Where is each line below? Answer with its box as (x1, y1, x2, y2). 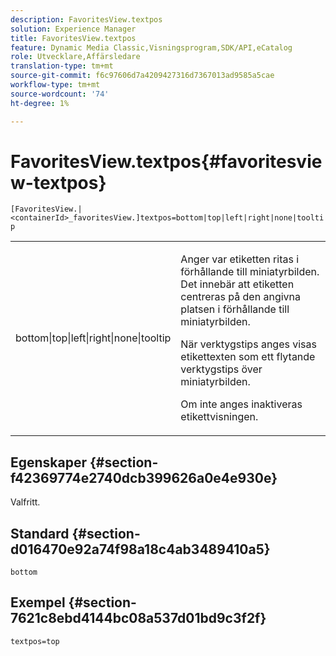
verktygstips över (180, 362, 263, 376)
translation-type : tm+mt (10, 61, 114, 71)
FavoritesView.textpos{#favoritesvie (10, 150, 323, 173)
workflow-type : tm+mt (10, 80, 101, 90)
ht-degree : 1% (10, 98, 70, 108)
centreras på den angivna (180, 290, 301, 304)
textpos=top (10, 636, 60, 646)
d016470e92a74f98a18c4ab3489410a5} (10, 541, 271, 558)
